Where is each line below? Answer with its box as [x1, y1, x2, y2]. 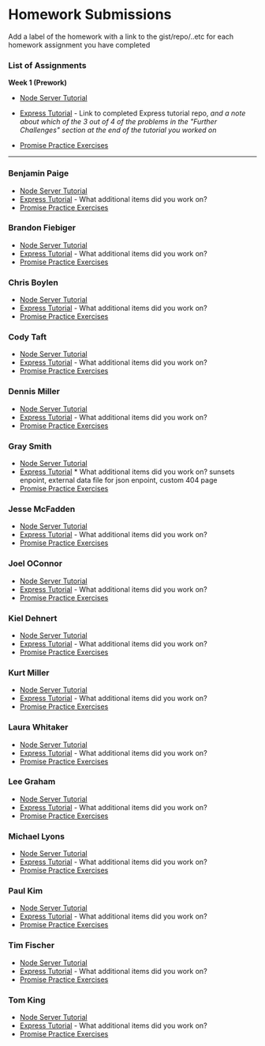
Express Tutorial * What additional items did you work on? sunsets [19, 467, 235, 476]
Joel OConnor [8, 558, 63, 569]
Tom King [8, 995, 46, 1006]
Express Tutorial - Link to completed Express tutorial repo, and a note [19, 108, 246, 118]
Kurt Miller [8, 667, 50, 678]
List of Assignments [8, 59, 87, 70]
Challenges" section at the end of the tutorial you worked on [19, 125, 217, 135]
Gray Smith [8, 441, 52, 452]
